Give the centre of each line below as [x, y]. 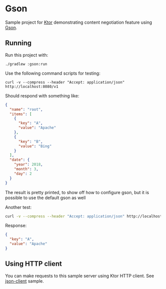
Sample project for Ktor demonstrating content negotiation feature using [79, 22]
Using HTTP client [34, 264]
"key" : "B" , [30, 141]
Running [19, 43]
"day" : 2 [23, 173]
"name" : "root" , [26, 109]
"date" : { [20, 160]
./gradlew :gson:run [26, 64]
